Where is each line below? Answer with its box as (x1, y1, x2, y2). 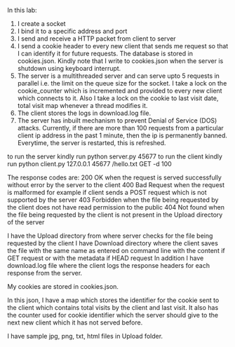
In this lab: (7, 6, 37, 14)
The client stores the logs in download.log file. (17, 109, 152, 117)
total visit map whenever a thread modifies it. (17, 102, 148, 109)
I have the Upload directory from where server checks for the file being (7, 231, 213, 240)
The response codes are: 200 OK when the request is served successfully (7, 173, 222, 182)
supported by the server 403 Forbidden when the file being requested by (7, 196, 219, 204)
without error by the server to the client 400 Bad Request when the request (7, 181, 225, 189)
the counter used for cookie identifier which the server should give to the (7, 311, 219, 319)
